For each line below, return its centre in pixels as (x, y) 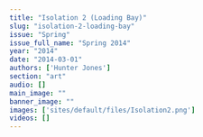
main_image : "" (38, 93)
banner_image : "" (42, 101)
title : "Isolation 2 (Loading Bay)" (78, 18)
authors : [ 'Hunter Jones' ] (60, 68)
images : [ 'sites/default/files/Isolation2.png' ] (102, 110)
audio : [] (28, 85)
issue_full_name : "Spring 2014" (70, 43)
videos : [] (30, 118)
